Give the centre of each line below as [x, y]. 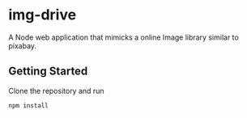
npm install [28, 105]
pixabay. [23, 45]
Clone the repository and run [56, 91]
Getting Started [48, 72]
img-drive [43, 15]
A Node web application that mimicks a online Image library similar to [123, 37]
